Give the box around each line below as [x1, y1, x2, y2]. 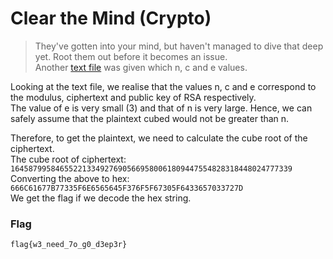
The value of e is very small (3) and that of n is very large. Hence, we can [10, 102, 313, 114]
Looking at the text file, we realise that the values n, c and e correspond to [10, 80, 317, 92]
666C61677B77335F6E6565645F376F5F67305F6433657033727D [10, 183, 244, 193]
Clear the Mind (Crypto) [10, 7, 212, 30]
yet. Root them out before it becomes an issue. [34, 50, 228, 62]
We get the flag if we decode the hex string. [10, 192, 192, 204]
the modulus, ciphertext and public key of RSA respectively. [10, 91, 257, 103]
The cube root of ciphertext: [10, 153, 127, 165]
